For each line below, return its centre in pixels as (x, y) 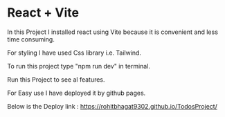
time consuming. (31, 39)
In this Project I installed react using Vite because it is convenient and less (112, 32)
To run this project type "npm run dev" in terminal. (79, 66)
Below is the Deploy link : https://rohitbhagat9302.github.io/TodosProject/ (112, 106)
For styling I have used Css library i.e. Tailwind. (74, 53)
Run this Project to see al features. (56, 79)
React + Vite (43, 13)
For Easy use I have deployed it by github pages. (76, 93)
